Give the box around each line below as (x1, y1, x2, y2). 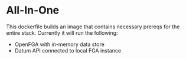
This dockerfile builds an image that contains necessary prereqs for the (6, 23, 180, 30)
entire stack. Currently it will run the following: (6, 29, 118, 36)
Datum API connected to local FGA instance (14, 47, 122, 54)
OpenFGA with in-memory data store (14, 41, 105, 48)
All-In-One (6, 4, 60, 17)
